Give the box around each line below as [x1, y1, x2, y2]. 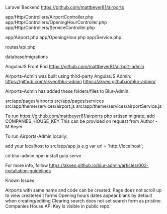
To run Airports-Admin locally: [5, 133, 68, 139]
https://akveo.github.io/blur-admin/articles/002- [49, 162, 149, 168]
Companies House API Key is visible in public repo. [5, 203, 111, 209]
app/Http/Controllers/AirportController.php [5, 14, 94, 20]
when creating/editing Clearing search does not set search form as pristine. [5, 198, 162, 203]
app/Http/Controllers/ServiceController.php [5, 25, 95, 31]
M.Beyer [5, 124, 23, 129]
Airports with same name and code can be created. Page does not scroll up [5, 187, 162, 193]
